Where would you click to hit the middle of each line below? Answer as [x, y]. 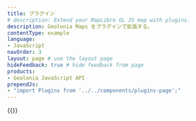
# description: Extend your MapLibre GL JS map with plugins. [99, 20]
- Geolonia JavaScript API [46, 78]
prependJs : [23, 84]
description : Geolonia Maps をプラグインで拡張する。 [80, 26]
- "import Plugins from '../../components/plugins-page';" [94, 91]
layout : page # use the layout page [60, 59]
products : [21, 71]
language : [21, 39]
